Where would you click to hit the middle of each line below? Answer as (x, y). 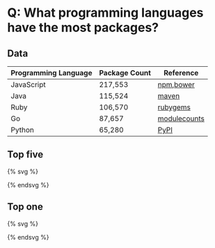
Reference (181, 73)
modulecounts (181, 118)
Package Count (125, 73)
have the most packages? (83, 28)
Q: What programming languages (105, 13)
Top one (25, 207)
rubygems (174, 107)
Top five (25, 155)
